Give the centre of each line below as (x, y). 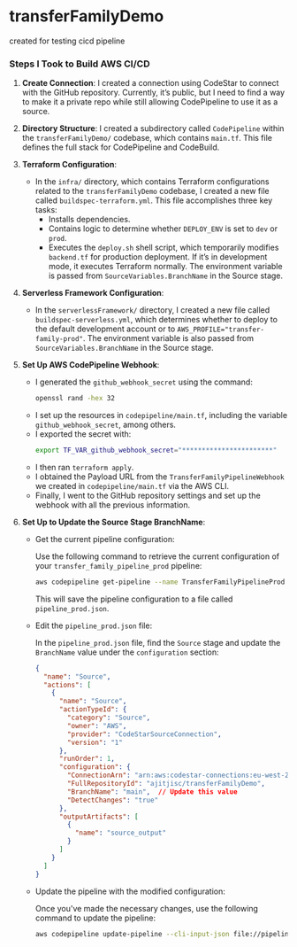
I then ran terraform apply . (84, 467)
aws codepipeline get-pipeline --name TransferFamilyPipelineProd (160, 582)
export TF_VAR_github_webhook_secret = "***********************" (156, 450)
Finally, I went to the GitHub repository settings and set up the (148, 495)
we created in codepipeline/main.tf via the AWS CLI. (132, 485)
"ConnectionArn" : (99, 776)
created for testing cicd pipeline (67, 41)
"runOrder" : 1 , (87, 759)
